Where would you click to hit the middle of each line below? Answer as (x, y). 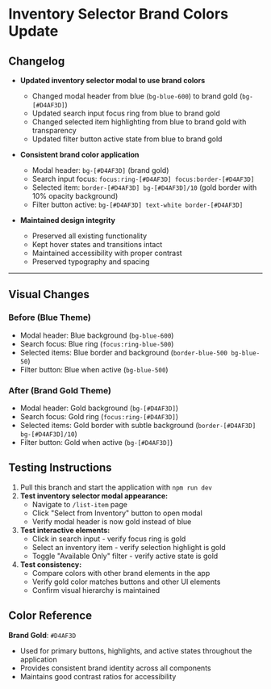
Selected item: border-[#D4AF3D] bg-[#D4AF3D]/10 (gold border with (144, 187)
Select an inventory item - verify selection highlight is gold (129, 547)
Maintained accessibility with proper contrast (107, 253)
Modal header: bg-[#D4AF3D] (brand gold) (100, 170)
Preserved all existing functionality (90, 236)
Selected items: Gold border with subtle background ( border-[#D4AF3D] (138, 425)
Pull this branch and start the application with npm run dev (116, 487)
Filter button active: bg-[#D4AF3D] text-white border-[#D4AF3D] (138, 204)
